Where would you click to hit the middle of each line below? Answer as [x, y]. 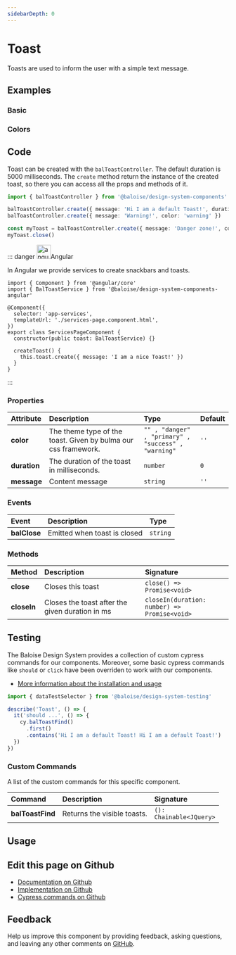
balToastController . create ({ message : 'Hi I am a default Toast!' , [108, 209]
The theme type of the [86, 431]
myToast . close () [31, 235]
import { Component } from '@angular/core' [72, 283]
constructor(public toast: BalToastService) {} [85, 339]
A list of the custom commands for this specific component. [94, 781]
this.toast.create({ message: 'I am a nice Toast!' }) [102, 357]
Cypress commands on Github [61, 897]
